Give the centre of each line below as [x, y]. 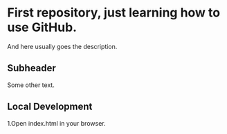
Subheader [32, 68]
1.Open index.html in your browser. [56, 123]
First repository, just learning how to [113, 13]
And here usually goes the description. [62, 46]
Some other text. [31, 85]
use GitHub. [42, 27]
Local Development [50, 107]
